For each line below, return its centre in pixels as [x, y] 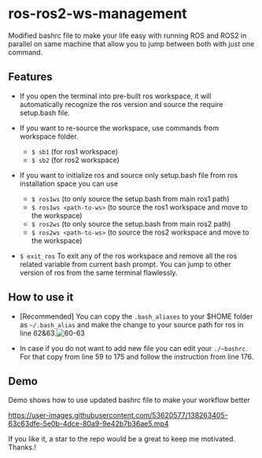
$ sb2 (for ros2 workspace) [75, 160]
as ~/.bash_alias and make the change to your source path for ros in [131, 324]
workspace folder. [49, 136]
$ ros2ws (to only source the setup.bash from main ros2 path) [131, 223]
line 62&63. [38, 333]
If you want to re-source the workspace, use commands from [119, 127]
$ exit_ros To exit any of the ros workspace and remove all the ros [128, 256]
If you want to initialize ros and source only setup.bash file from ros [129, 175]
